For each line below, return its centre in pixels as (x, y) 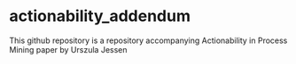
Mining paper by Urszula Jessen (68, 49)
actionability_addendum (100, 16)
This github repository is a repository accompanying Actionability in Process (148, 40)
